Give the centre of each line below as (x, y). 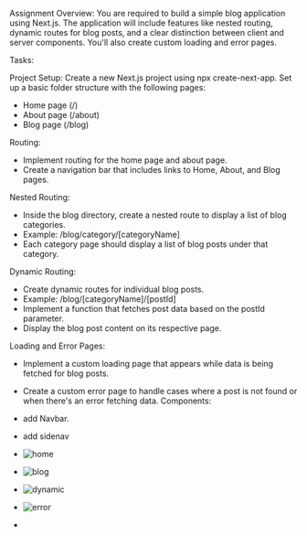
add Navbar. (46, 418)
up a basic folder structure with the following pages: (107, 87)
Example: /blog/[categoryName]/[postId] (99, 299)
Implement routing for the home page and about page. (125, 160)
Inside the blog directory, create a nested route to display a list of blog (155, 215)
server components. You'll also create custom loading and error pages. (143, 42)
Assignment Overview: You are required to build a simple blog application (148, 13)
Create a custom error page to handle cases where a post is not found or (160, 391)
